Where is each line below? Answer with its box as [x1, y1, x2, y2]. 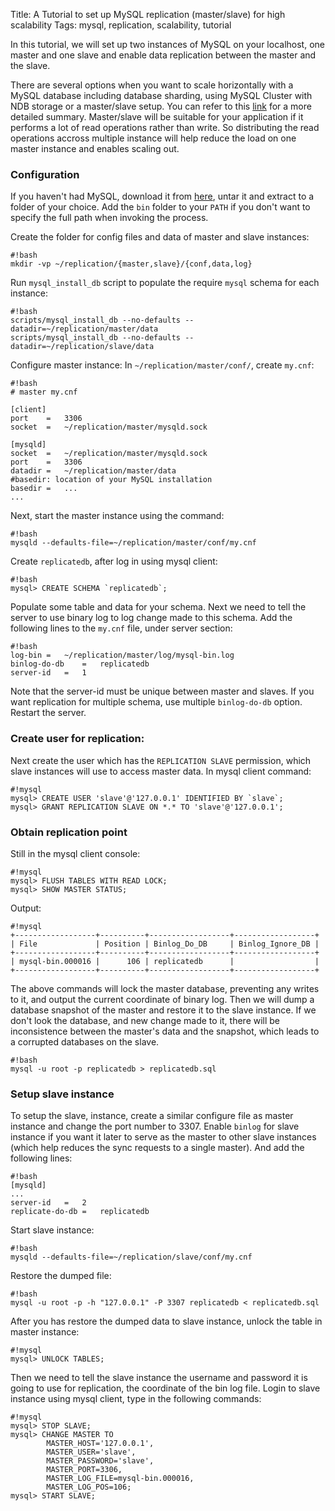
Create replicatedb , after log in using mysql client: [10, 555, 218, 568]
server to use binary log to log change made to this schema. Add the [10, 612, 293, 624]
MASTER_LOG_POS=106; [46, 1482, 132, 1493]
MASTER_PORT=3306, [46, 1465, 123, 1475]
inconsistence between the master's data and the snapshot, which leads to [10, 1025, 320, 1037]
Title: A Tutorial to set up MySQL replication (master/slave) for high [10, 9, 286, 20]
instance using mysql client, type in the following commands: [10, 1393, 262, 1405]
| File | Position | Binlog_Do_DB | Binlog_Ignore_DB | [10, 939, 320, 949]
